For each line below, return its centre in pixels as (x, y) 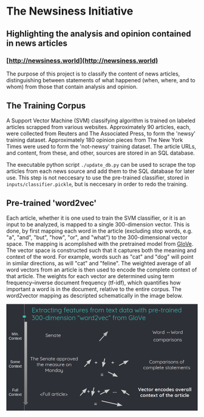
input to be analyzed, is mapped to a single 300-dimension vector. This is (98, 224)
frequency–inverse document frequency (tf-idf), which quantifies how (93, 282)
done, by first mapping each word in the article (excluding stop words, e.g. (100, 231)
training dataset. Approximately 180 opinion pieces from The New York (95, 140)
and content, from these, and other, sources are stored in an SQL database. (101, 153)
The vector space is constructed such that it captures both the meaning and (101, 250)
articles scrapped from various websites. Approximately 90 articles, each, (99, 127)
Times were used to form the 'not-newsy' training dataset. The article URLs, (101, 146)
